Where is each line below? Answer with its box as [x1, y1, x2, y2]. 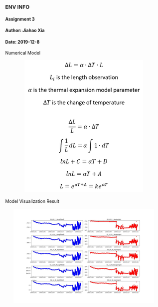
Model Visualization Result [5, 198, 60, 204]
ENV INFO [5, 4, 30, 11]
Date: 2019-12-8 [5, 39, 40, 45]
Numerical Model [5, 50, 41, 56]
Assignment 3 [5, 16, 35, 22]
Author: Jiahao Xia [5, 28, 45, 34]
